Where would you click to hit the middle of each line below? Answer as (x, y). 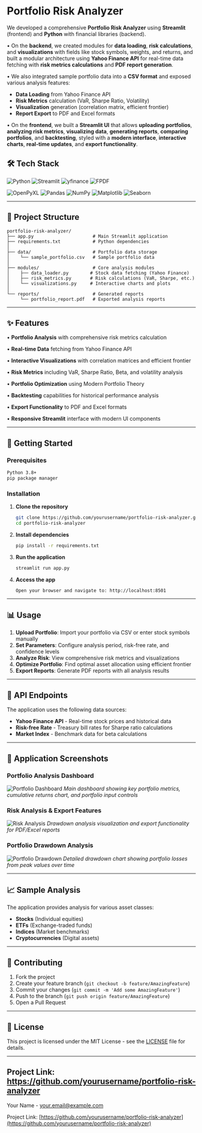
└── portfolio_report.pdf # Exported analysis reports (93, 299)
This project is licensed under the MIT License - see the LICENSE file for (96, 1041)
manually (27, 639)
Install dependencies (42, 534)
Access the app (35, 579)
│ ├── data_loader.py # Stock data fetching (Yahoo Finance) (98, 273)
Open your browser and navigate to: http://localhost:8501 (91, 590)
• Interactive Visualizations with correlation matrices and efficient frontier (99, 361)
